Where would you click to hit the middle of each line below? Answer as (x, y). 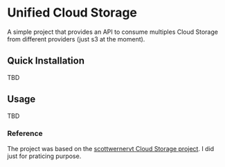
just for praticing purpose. (44, 156)
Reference (25, 134)
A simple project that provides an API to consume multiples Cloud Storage (112, 32)
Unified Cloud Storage (72, 13)
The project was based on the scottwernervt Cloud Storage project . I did (111, 148)
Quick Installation (46, 61)
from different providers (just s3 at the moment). (76, 39)
